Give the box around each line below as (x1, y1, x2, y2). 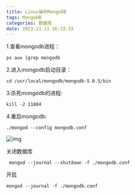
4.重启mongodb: (6, 113, 47, 120)
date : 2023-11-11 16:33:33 (6, 25, 74, 32)
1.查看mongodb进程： (6, 43, 60, 50)
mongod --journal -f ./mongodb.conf (6, 183, 98, 190)
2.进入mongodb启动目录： (6, 66, 72, 73)
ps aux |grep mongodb (6, 55, 61, 61)
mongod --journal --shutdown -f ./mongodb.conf (8, 160, 130, 166)
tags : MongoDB (6, 14, 42, 20)
